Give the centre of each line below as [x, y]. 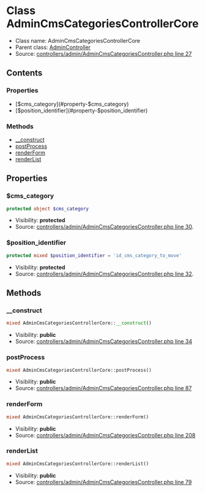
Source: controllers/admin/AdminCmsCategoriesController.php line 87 [103, 388]
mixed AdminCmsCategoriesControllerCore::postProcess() [79, 370]
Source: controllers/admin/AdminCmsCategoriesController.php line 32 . [104, 274]
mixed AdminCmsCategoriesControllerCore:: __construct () [79, 323]
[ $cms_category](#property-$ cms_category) [72, 104]
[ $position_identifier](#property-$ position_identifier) [81, 110]
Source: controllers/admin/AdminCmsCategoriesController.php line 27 [103, 53]
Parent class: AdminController [53, 47]
